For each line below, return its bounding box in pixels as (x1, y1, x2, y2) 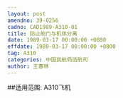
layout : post (7, 10, 46, 18)
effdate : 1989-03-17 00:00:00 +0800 (7, 43, 116, 50)
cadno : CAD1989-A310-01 (7, 23, 78, 30)
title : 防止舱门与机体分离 (7, 30, 78, 37)
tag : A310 (7, 50, 37, 57)
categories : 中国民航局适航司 (7, 56, 89, 63)
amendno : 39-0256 (7, 17, 59, 24)
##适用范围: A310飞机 (7, 82, 71, 92)
